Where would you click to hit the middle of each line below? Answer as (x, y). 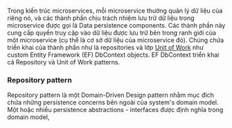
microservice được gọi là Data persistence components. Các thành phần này (116, 25)
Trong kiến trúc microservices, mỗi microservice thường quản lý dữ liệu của (115, 11)
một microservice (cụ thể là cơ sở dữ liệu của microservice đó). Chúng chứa (116, 40)
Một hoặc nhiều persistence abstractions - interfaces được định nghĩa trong (115, 110)
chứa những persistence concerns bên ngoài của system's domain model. (113, 102)
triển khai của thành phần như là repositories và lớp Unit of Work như (106, 47)
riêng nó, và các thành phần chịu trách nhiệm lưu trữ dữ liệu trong (101, 18)
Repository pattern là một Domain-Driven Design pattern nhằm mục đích (111, 95)
